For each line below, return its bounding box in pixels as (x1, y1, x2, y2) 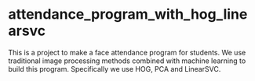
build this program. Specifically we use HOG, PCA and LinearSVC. (8, 64, 221, 73)
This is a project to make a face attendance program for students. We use (8, 48, 246, 57)
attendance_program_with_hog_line (8, 5, 248, 23)
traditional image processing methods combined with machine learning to (8, 56, 246, 65)
